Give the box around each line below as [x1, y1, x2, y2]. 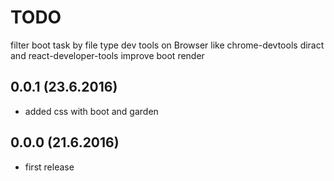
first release [24, 161, 75, 173]
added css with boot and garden [24, 105, 159, 117]
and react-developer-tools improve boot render [10, 49, 205, 61]
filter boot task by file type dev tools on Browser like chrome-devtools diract [10, 39, 325, 51]
